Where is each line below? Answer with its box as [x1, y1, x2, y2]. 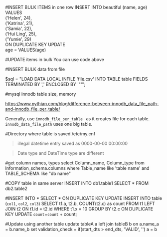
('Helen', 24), [5, 15, 32, 21]
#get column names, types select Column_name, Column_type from [5, 160, 145, 166]
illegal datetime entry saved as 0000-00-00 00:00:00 [17, 140, 128, 146]
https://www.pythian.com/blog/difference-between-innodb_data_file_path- [5, 101, 159, 107]
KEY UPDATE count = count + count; [5, 211, 77, 217]
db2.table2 [5, 185, 27, 191]
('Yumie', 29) [5, 36, 31, 42]
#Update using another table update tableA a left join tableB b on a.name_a [5, 221, 160, 227]
